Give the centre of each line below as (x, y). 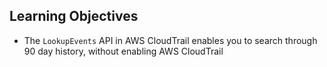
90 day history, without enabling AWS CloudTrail (123, 51)
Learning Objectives (74, 16)
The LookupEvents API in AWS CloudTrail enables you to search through (170, 40)
